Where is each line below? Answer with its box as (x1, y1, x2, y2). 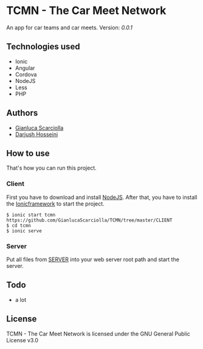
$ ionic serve (6, 228, 43, 234)
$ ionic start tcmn (6, 212, 56, 218)
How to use (6, 148, 50, 159)
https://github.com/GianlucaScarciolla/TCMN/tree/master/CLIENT (6, 217, 173, 223)
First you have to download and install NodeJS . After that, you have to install (6, 193, 198, 201)
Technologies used (6, 41, 80, 52)
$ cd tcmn (6, 222, 32, 229)
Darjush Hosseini (15, 131, 58, 138)
